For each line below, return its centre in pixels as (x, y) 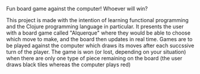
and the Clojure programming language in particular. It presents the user (95, 27)
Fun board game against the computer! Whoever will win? (77, 9)
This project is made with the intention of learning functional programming (98, 20)
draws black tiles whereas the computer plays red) (69, 64)
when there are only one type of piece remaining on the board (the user (94, 58)
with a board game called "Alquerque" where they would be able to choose (99, 33)
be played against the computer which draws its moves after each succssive (100, 45)
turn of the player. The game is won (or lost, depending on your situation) (96, 52)
